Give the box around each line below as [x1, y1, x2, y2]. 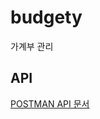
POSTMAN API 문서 [10, 97, 90, 110]
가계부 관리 [10, 40, 54, 52]
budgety [10, 6, 83, 29]
